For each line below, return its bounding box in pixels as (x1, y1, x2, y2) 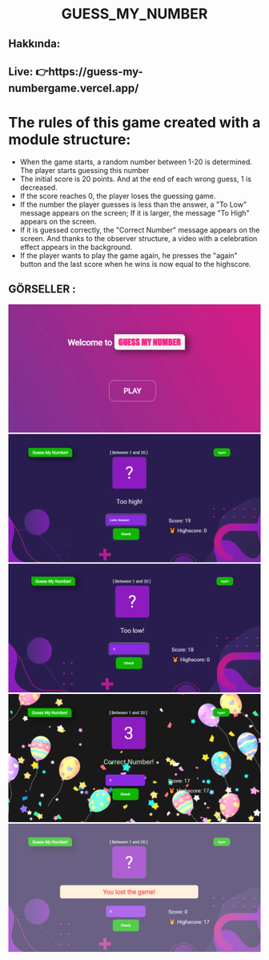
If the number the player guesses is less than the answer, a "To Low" (19, 200, 247, 209)
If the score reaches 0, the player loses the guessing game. (19, 191, 216, 200)
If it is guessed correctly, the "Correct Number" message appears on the (19, 225, 260, 235)
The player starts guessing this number (19, 165, 150, 175)
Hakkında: (8, 37, 61, 50)
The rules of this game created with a (8, 114, 261, 132)
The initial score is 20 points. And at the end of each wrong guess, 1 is (19, 174, 252, 184)
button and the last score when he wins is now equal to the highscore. (19, 259, 251, 268)
